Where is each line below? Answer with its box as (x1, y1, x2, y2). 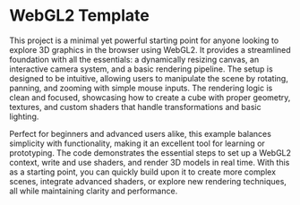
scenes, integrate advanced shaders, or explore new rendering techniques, (9, 175, 287, 186)
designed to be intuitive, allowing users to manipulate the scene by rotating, (9, 73, 288, 83)
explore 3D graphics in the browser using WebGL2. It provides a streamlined (9, 44, 291, 55)
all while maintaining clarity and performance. (9, 185, 178, 196)
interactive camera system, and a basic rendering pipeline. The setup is (9, 64, 273, 74)
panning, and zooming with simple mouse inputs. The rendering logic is (9, 82, 273, 93)
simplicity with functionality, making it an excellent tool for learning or (9, 138, 266, 149)
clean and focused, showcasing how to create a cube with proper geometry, (9, 91, 291, 103)
